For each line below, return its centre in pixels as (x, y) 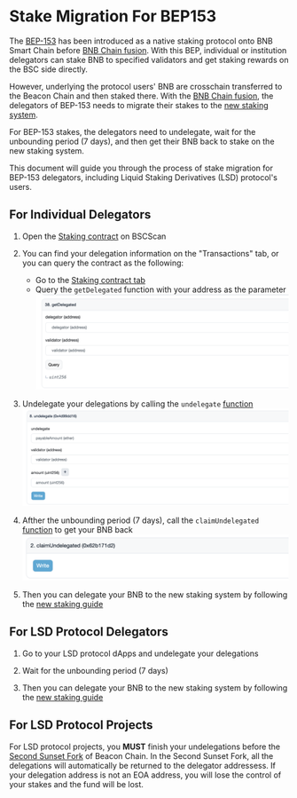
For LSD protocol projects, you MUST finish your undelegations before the (145, 747)
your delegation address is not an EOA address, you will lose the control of (145, 775)
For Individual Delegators (80, 215)
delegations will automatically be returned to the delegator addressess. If (143, 765)
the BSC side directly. (49, 69)
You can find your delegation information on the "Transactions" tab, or (150, 253)
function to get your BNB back (77, 529)
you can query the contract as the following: (103, 263)
